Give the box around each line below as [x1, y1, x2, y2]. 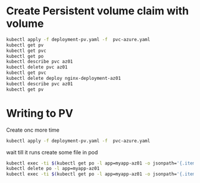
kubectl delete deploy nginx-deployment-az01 [6, 76, 121, 82]
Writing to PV [6, 106, 73, 120]
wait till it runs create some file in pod [6, 148, 98, 156]
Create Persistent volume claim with [6, 4, 189, 18]
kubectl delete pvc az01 [6, 64, 68, 70]
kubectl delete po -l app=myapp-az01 [6, 166, 100, 172]
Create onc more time [6, 126, 60, 134]
